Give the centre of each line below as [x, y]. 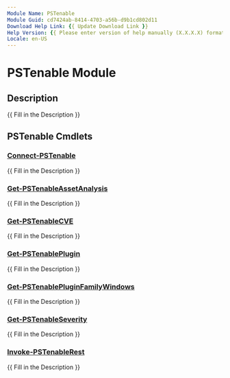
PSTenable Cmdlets [50, 136]
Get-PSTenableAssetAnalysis [57, 188]
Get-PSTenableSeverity [47, 319]
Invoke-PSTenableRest [46, 352]
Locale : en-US [27, 39]
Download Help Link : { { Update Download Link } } [78, 26]
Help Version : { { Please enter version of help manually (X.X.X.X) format [116, 33]
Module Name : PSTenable [41, 13]
